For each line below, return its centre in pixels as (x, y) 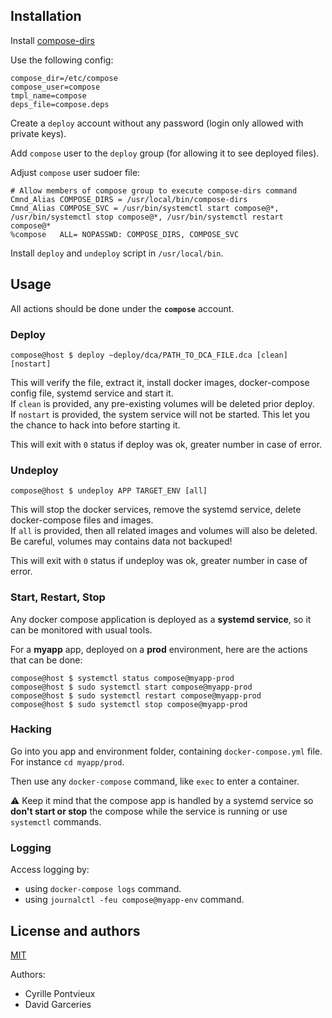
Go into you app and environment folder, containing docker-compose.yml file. (166, 751)
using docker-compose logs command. (103, 889)
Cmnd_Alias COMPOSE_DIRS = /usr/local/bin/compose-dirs (129, 199)
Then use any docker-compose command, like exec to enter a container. (155, 781)
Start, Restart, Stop (58, 597)
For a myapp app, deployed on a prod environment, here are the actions (159, 649)
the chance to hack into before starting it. (95, 425)
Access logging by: (50, 870)
